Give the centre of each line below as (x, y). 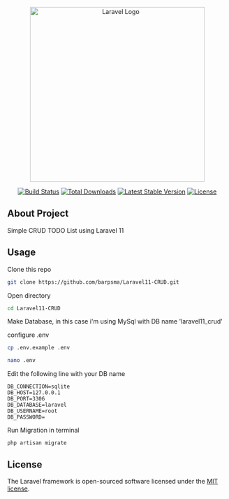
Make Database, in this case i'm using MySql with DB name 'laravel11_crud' (115, 321)
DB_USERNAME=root (32, 411)
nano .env (22, 361)
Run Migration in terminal (43, 431)
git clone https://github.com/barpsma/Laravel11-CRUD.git (93, 282)
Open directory (29, 295)
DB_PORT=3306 (26, 399)
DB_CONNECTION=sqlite (39, 387)
